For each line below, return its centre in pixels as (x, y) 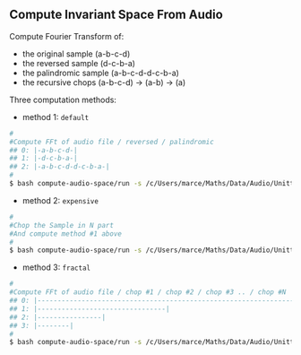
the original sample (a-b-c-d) (76, 54)
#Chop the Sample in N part (62, 225)
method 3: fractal (56, 267)
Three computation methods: (63, 100)
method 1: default (56, 117)
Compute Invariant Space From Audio (116, 15)
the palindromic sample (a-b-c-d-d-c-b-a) (100, 73)
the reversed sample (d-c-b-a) (79, 63)
